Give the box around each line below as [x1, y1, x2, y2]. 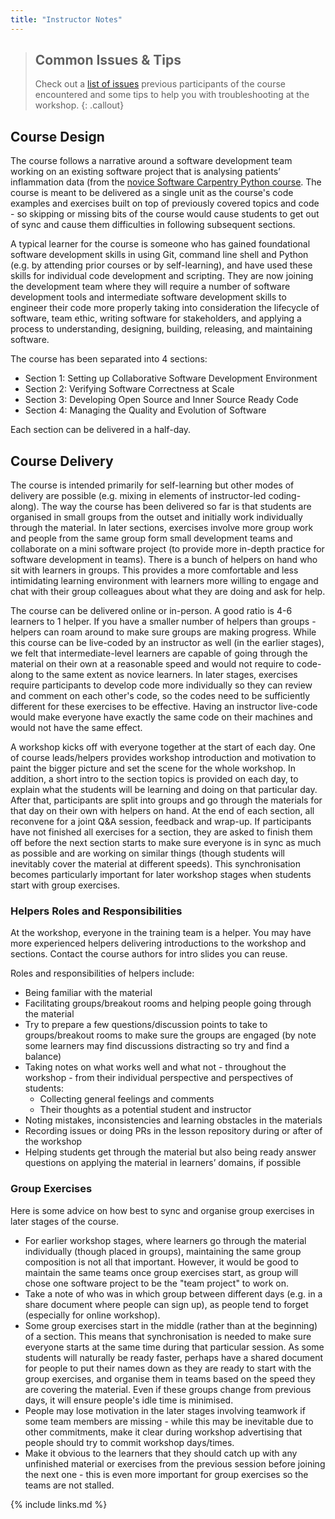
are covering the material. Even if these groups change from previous [24, 1383, 312, 1395]
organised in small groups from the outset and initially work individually [10, 511, 303, 523]
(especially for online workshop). [24, 1309, 161, 1321]
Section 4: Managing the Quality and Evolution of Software [24, 404, 267, 416]
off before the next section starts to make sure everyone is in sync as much [10, 837, 322, 849]
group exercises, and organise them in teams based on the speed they [24, 1372, 316, 1385]
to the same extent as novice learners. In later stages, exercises [35, 669, 298, 681]
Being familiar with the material [24, 987, 153, 999]
